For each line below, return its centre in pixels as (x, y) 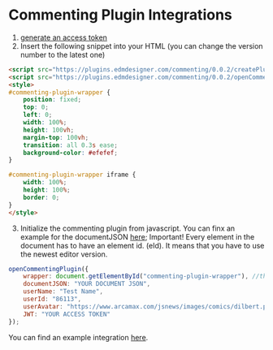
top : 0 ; (36, 107)
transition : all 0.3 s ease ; (70, 145)
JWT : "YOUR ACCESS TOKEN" (67, 314)
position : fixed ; (52, 100)
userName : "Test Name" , (63, 292)
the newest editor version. (64, 254)
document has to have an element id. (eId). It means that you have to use (142, 245)
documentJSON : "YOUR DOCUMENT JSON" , (87, 284)
